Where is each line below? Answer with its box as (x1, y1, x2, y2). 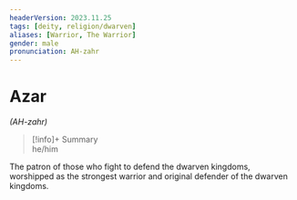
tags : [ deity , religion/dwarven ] (9, 22, 137, 31)
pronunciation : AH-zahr (9, 47, 100, 56)
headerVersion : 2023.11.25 (9, 13, 112, 23)
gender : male (9, 38, 59, 48)
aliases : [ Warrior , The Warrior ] (9, 30, 137, 39)
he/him (31, 144, 59, 155)
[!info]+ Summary (31, 134, 98, 145)
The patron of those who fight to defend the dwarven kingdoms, (9, 161, 251, 173)
